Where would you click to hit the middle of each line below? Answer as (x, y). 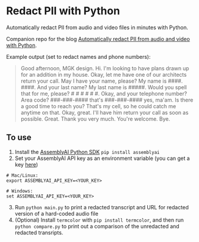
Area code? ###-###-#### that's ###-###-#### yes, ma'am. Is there (107, 100)
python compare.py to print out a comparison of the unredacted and (97, 226)
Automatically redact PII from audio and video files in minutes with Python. (97, 27)
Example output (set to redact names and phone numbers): (78, 56)
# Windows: (20, 191)
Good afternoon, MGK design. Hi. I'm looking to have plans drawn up (105, 68)
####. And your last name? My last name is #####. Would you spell (104, 87)
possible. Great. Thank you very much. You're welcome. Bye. (95, 119)
